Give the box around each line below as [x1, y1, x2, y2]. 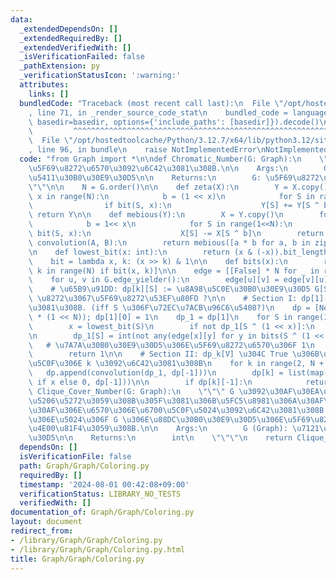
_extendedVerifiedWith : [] [19, 42, 132, 53]
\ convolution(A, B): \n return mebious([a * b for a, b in [28, 237, 311, 248]
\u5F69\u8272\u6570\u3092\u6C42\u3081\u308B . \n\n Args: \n [28, 163, 288, 173]
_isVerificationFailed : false [19, 52, 145, 62]
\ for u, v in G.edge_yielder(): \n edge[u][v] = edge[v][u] [28, 275, 329, 285]
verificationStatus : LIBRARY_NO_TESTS [19, 489, 182, 499]
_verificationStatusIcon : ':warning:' [19, 71, 182, 81]
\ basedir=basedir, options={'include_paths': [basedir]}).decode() [28, 117, 320, 127]
